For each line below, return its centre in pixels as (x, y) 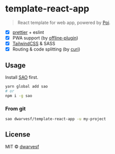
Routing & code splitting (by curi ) (46, 49)
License (18, 135)
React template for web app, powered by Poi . (64, 22)
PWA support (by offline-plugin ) (45, 38)
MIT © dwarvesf (22, 146)
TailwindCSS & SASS (34, 43)
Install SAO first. (22, 77)
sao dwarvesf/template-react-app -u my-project (56, 119)
